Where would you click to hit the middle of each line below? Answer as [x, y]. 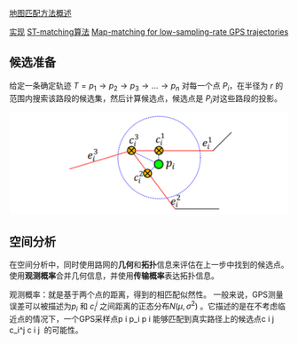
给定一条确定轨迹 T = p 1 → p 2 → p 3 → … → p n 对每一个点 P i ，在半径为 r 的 [146, 86]
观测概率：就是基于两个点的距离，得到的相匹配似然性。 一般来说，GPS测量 [146, 294]
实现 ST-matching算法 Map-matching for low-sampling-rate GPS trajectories [149, 32]
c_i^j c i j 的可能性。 [46, 330]
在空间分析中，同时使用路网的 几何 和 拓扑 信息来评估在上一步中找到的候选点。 [149, 265]
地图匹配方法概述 [40, 13]
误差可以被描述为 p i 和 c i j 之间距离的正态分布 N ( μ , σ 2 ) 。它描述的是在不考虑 [144, 306]
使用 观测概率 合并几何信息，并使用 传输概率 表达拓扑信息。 [114, 276]
